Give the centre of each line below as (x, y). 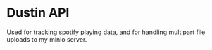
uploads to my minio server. (47, 39)
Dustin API (38, 13)
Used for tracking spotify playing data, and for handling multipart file (106, 32)
